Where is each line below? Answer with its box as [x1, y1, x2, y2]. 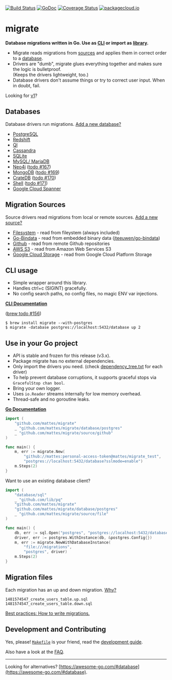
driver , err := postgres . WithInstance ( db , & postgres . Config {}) [14, 535, 153, 540]
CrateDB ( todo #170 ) [12, 175, 56, 181]
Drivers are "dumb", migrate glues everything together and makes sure [12, 61, 162, 67]
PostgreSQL [12, 131, 38, 137]
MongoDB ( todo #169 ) [12, 169, 60, 175]
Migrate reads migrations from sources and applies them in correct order [12, 49, 167, 56]
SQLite [12, 153, 27, 159]
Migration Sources [5, 200, 66, 209]
